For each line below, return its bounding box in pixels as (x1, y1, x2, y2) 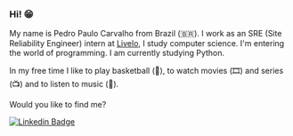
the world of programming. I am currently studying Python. (9, 48, 225, 59)
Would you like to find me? (9, 100, 107, 110)
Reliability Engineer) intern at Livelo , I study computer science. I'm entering (9, 38, 285, 49)
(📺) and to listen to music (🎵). (9, 79, 119, 90)
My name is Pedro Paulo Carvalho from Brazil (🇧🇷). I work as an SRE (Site (9, 28, 282, 39)
